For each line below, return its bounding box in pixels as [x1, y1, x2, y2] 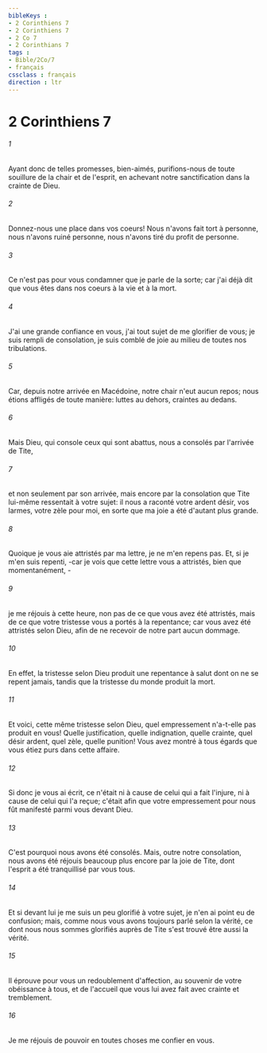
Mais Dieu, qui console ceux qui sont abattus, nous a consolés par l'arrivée [8, 437, 254, 447]
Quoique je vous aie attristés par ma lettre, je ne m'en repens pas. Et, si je [8, 548, 250, 558]
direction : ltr [8, 78, 62, 86]
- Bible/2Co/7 [8, 57, 56, 64]
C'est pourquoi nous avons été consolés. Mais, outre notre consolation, [8, 848, 242, 857]
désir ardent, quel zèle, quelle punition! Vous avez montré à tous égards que [8, 736, 258, 746]
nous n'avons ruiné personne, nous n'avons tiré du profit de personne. [8, 232, 239, 242]
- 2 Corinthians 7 [8, 41, 69, 49]
